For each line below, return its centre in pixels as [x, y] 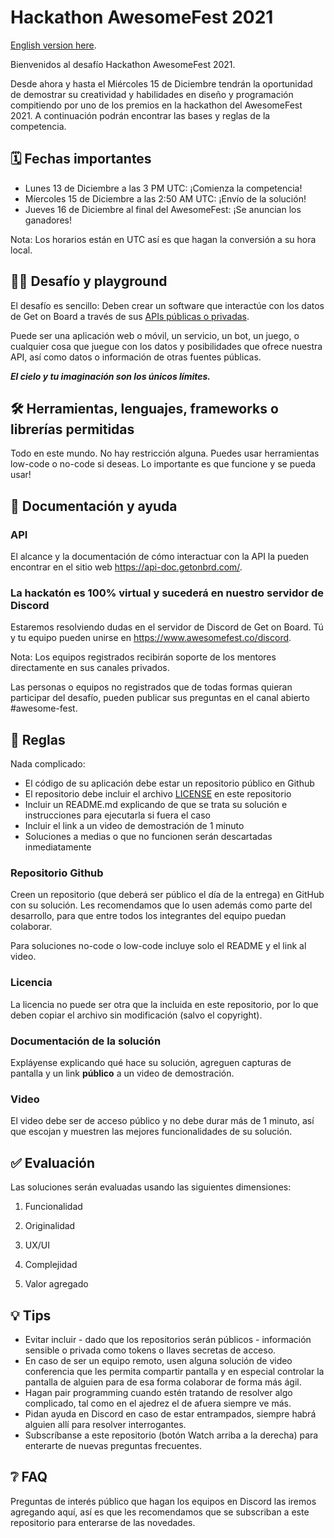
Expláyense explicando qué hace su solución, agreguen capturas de [151, 1063]
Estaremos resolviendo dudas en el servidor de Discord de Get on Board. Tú [167, 627]
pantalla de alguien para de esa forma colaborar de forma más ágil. [163, 1382]
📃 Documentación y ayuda [94, 506]
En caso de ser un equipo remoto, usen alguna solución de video [158, 1360]
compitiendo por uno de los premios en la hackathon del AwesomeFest [156, 105]
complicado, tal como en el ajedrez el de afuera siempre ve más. [158, 1403]
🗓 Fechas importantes [81, 159]
